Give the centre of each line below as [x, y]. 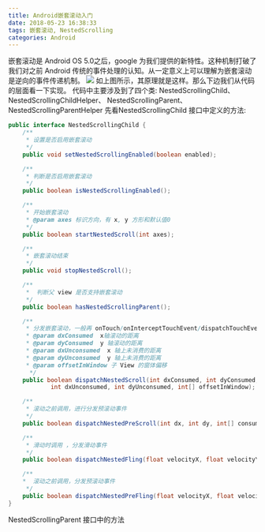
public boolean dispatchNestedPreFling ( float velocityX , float [129, 496]
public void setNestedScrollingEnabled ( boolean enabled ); [119, 155]
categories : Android [42, 37]
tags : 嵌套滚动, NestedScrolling [61, 30]
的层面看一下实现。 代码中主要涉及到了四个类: [83, 91]
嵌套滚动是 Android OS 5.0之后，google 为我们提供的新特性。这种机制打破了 [132, 61]
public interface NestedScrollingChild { [77, 126]
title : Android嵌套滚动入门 [50, 15]
